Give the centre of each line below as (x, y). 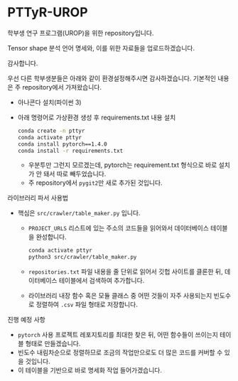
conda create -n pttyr (51, 131)
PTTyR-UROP (48, 12)
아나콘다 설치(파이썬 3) (49, 102)
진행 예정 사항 (27, 320)
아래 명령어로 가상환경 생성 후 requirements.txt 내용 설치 (97, 117)
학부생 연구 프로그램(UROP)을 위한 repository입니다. (81, 33)
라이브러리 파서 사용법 (38, 198)
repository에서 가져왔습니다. (62, 87)
